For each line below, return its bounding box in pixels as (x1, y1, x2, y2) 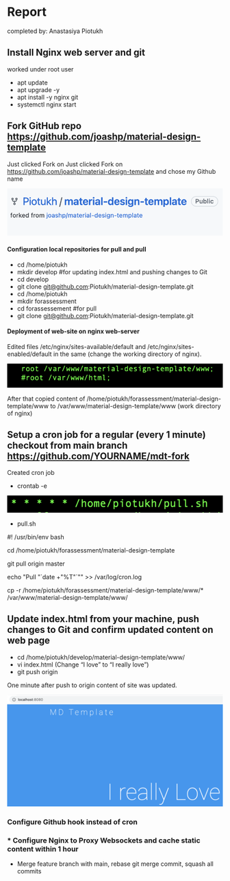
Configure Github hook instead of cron (7, 817, 138, 827)
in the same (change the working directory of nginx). (53, 350, 202, 358)
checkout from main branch (7, 440, 128, 451)
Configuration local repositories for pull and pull (7, 245, 146, 253)
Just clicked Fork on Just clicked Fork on (7, 159, 123, 168)
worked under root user (7, 65, 74, 73)
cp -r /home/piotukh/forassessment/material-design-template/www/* (7, 586, 204, 594)
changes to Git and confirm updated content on (7, 624, 214, 636)
